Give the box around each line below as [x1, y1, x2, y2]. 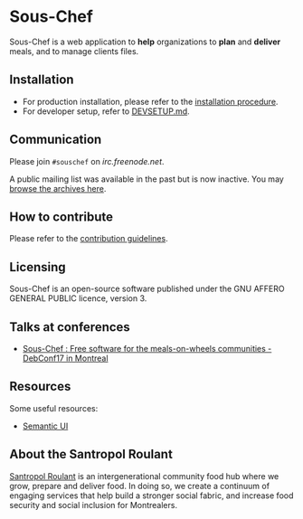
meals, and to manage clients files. [9, 45, 139, 56]
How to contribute [9, 209, 114, 224]
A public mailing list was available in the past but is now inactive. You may [9, 174, 285, 184]
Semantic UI [22, 420, 69, 431]
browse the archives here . [9, 183, 107, 193]
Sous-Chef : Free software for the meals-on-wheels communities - [22, 344, 272, 354]
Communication [9, 132, 102, 147]
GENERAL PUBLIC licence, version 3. [9, 293, 147, 304]
